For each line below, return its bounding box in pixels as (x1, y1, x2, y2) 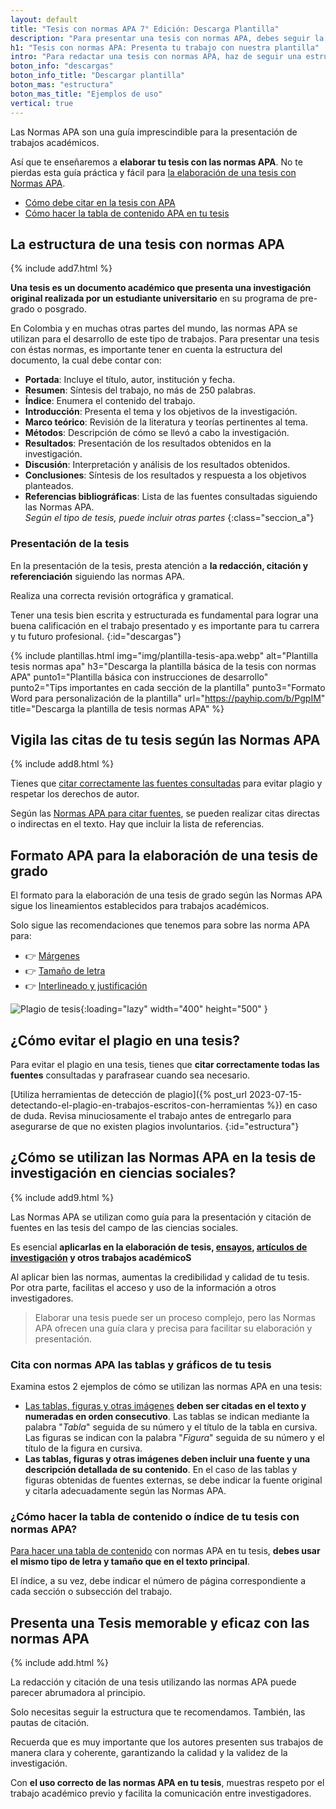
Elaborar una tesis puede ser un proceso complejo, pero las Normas (34, 1311, 316, 1323)
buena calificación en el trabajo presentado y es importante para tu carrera (10, 619, 320, 631)
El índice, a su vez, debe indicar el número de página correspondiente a (10, 1575, 307, 1587)
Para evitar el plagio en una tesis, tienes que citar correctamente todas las (10, 1059, 320, 1071)
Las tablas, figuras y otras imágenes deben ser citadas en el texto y (24, 1400, 307, 1412)
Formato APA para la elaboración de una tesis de (10, 847, 319, 864)
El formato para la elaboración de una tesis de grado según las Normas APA (10, 889, 323, 901)
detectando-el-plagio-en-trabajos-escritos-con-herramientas (10, 1099, 265, 1111)
